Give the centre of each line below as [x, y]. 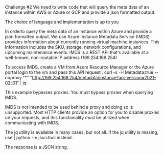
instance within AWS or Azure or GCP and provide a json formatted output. [80, 12]
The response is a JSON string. [37, 147]
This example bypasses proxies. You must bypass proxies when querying [79, 92]
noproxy [13, 77]
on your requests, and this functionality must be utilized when [67, 117]
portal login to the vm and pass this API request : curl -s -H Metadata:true [79, 72]
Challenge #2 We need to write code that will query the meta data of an [77, 7]
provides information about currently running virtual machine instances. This [82, 42]
